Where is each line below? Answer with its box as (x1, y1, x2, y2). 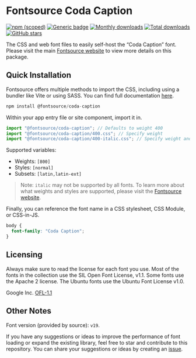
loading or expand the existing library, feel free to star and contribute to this (6, 339, 188, 346)
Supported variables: (6, 147, 57, 154)
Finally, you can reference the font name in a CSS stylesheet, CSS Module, (6, 206, 185, 213)
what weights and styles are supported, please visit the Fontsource (20, 188, 182, 195)
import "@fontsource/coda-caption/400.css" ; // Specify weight (6, 130, 163, 137)
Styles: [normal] (14, 164, 54, 171)
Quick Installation (6, 70, 72, 80)
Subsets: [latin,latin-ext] (14, 171, 82, 178)
